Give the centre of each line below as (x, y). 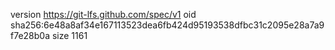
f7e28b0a (30, 35)
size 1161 (69, 35)
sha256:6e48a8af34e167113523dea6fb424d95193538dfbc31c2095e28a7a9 (167, 25)
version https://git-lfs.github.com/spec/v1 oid (103, 14)
